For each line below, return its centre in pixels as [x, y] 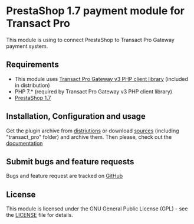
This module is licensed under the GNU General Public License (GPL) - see [97, 209]
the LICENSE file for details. [40, 215]
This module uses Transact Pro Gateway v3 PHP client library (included [101, 79]
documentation [24, 143]
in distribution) [32, 85]
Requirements [32, 65]
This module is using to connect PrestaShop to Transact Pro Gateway [91, 40]
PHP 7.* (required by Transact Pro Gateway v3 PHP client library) [93, 91]
